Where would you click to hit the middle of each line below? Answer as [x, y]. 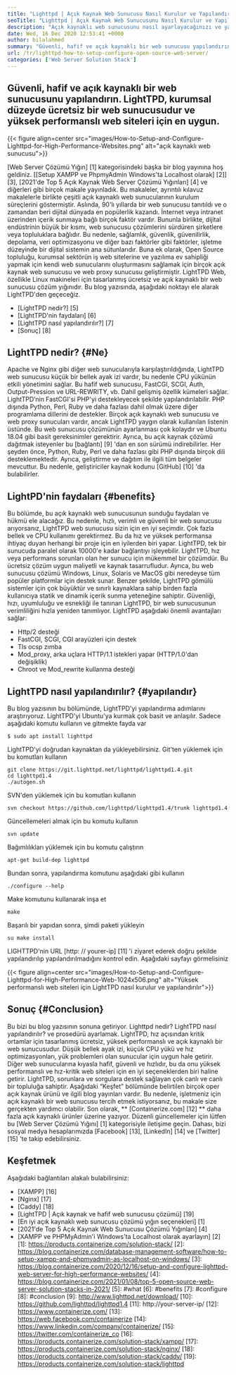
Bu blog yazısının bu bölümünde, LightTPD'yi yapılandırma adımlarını [106, 708]
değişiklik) [32, 662]
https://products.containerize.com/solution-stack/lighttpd [101, 1364]
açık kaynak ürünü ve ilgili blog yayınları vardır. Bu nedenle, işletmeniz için [114, 1094]
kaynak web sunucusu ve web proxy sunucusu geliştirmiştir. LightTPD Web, [117, 271]
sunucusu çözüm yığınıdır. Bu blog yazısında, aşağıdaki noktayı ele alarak [113, 287]
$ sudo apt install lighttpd [50, 736]
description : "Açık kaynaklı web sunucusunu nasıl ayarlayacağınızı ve [114, 27]
